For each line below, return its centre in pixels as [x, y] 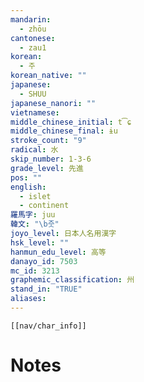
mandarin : [31, 19]
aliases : [28, 299]
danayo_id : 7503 [44, 261]
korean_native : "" [48, 76]
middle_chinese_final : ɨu [64, 131]
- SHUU [33, 94]
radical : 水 [34, 150]
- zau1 [33, 47]
